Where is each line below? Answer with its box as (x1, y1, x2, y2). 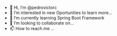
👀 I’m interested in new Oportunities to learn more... (9, 10, 113, 16)
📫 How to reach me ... (9, 26, 55, 31)
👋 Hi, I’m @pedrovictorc (9, 5, 57, 10)
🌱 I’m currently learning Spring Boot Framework (9, 15, 105, 20)
